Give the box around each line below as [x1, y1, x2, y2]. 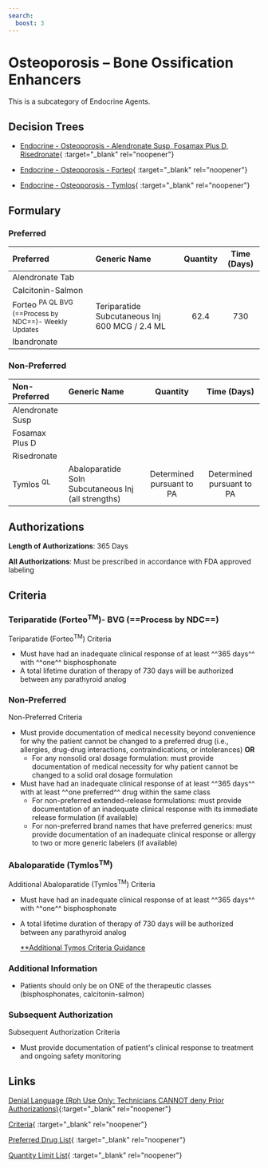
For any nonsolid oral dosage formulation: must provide [31, 754, 214, 763]
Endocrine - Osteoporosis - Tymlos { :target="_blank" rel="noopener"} [19, 180, 250, 190]
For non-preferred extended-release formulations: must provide [31, 796, 242, 806]
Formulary [8, 204, 61, 217]
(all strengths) [68, 493, 121, 504]
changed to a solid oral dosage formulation [31, 770, 173, 780]
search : [8, 11, 34, 20]
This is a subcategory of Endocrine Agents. [8, 97, 151, 106]
